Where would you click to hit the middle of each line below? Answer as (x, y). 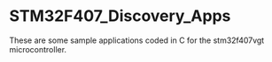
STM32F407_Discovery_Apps (120, 16)
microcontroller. (38, 49)
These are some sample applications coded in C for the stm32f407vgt (137, 40)
